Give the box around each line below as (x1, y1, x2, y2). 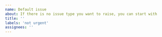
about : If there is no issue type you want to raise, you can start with (5, 12, 158, 16)
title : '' (5, 16, 25, 21)
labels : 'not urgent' (5, 20, 49, 25)
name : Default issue (5, 7, 47, 12)
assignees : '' (5, 25, 34, 30)
